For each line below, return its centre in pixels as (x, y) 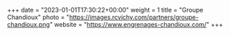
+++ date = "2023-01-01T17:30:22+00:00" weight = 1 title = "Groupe (105, 10)
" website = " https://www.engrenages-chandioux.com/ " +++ (136, 24)
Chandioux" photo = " (38, 17)
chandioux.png (29, 24)
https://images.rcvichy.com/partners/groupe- (134, 17)
